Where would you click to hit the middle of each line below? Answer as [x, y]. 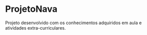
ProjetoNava [31, 9]
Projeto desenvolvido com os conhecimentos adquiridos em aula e [73, 23]
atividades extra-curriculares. [36, 28]
